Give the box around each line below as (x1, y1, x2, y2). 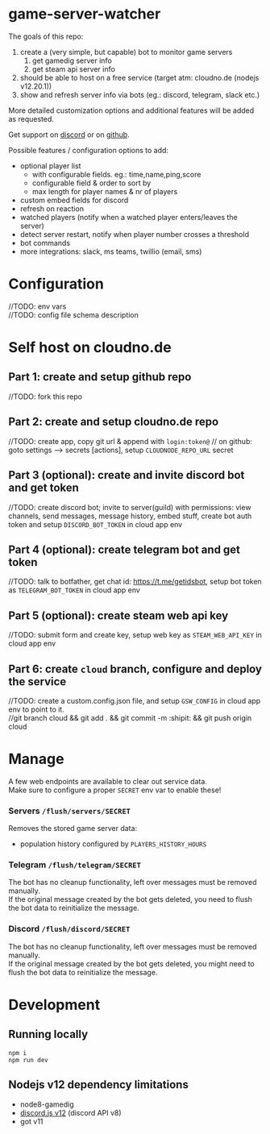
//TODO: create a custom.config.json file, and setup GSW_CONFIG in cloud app (8, 696, 261, 705)
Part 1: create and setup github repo (8, 370, 192, 384)
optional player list (19, 160, 81, 170)
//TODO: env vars (8, 301, 67, 311)
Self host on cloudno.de (8, 339, 172, 357)
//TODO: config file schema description (8, 309, 139, 319)
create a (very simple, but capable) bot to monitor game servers (19, 47, 233, 56)
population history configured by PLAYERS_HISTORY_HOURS (19, 839, 207, 849)
